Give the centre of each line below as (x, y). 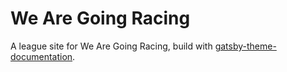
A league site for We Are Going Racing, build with (111, 46)
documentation (41, 56)
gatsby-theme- (245, 46)
